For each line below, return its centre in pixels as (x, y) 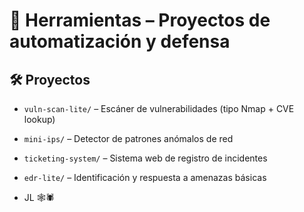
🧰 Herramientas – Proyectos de (140, 20)
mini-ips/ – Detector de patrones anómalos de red (128, 138)
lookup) (39, 119)
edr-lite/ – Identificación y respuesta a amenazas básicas (145, 177)
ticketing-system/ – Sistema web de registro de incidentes (145, 158)
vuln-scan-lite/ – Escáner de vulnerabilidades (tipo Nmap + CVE (159, 108)
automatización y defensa (120, 41)
